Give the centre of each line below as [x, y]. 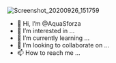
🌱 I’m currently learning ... [53, 38]
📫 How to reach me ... [48, 53]
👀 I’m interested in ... [46, 31]
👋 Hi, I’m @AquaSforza [49, 23]
